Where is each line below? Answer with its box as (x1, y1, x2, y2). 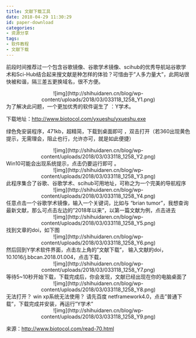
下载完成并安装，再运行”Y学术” (18, 300, 94, 307)
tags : (6, 36, 19, 42)
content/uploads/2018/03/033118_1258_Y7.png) (41, 266, 156, 273)
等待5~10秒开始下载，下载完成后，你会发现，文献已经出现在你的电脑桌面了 (6, 273, 187, 280)
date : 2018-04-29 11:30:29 (6, 14, 72, 20)
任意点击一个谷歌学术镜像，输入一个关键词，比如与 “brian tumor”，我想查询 (6, 199, 189, 206)
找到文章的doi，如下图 (6, 226, 60, 233)
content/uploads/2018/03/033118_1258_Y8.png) (40, 286, 156, 293)
